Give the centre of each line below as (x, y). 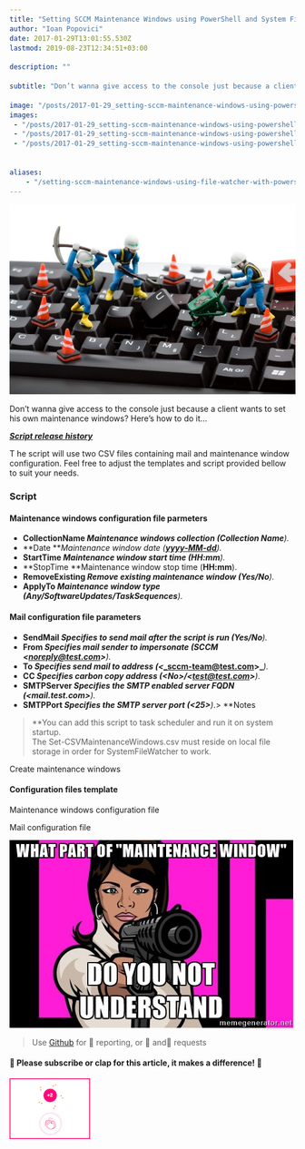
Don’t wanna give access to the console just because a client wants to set (148, 409)
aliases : (26, 172)
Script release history (51, 437)
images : (24, 115)
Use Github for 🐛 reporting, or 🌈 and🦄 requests (119, 1042)
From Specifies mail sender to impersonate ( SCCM (120, 647)
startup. (46, 732)
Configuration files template (64, 790)
